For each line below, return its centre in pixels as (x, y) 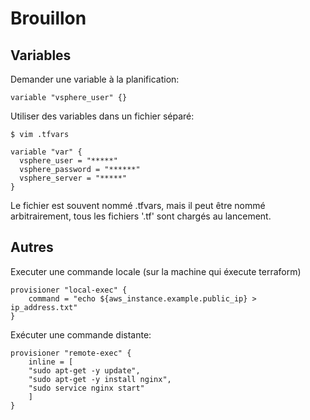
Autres (32, 247)
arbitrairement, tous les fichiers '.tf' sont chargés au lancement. (141, 216)
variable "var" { (46, 152)
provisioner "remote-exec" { (71, 353)
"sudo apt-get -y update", (84, 370)
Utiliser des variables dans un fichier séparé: (102, 116)
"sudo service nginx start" (86, 388)
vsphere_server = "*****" (73, 178)
